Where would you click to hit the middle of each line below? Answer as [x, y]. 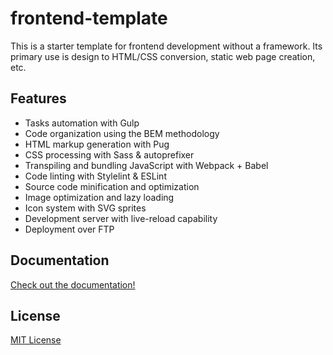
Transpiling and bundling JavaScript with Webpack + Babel [146, 165]
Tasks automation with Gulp [82, 123]
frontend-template [89, 18]
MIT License [36, 340]
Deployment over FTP [69, 229]
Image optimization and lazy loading [99, 197]
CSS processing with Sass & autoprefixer [109, 154]
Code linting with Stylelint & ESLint [95, 176]
